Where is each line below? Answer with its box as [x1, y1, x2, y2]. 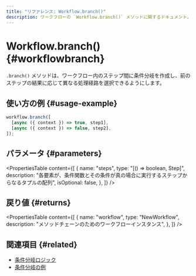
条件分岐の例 [14, 264, 46, 271]
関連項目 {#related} [6, 240, 77, 250]
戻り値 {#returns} [6, 198, 72, 208]
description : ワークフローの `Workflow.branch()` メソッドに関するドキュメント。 [6, 14, 192, 20]
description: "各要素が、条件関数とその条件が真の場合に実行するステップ [6, 171, 183, 178]
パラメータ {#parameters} [6, 148, 102, 159]
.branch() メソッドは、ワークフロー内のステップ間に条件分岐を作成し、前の [6, 72, 191, 79]
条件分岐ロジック [14, 257, 56, 264]
